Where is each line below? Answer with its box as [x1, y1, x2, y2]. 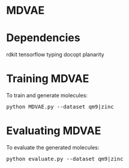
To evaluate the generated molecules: [6, 144, 100, 151]
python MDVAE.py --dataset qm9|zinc [6, 103, 114, 110]
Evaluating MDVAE [6, 124, 101, 138]
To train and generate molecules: [6, 92, 88, 99]
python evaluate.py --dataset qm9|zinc [6, 155, 124, 162]
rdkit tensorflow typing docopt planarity [6, 51, 104, 58]
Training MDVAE [6, 72, 89, 86]
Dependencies [6, 31, 80, 45]
